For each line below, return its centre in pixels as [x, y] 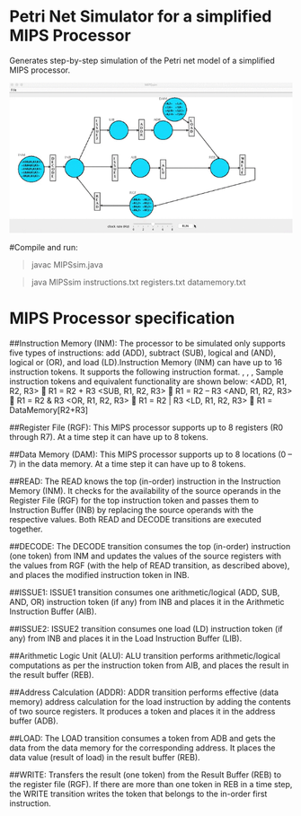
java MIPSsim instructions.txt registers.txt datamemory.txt [138, 282]
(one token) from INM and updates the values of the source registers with [145, 556]
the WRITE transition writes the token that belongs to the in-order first [138, 794]
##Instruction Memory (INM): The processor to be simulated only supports [147, 344]
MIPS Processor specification [122, 318]
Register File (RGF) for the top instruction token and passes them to [134, 501]
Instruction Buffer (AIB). [53, 611]
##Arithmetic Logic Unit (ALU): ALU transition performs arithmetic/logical [145, 656]
